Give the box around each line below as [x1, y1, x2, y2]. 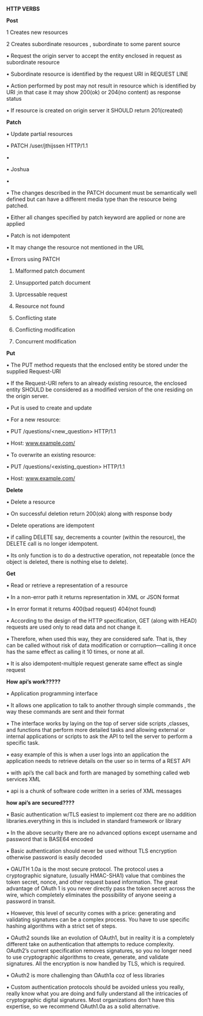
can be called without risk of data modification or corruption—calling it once [6, 642, 197, 649]
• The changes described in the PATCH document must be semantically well [6, 189, 197, 196]
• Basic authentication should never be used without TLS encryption [6, 847, 177, 855]
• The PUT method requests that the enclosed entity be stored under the [6, 361, 188, 368]
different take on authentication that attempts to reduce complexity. [6, 941, 175, 947]
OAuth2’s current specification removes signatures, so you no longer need [6, 947, 192, 954]
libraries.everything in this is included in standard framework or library [6, 818, 182, 824]
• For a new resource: [6, 416, 61, 423]
